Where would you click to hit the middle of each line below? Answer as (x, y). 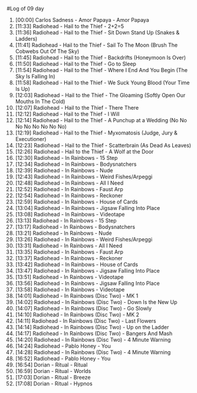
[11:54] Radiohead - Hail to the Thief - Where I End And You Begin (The (101, 70)
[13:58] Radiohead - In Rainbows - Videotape (70, 289)
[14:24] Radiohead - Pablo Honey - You (63, 346)
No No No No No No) (41, 127)
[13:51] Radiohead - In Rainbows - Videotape (69, 277)
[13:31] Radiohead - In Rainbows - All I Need (69, 245)
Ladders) (26, 39)
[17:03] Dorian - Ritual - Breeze (53, 377)
